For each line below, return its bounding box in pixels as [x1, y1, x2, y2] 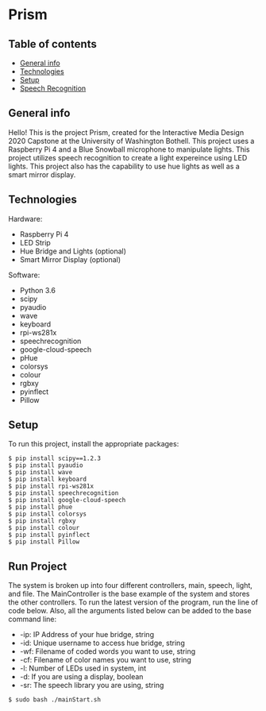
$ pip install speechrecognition [8, 489, 119, 497]
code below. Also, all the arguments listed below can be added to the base [8, 606, 252, 616]
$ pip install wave [8, 469, 73, 477]
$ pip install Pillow [8, 538, 80, 546]
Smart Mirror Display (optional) [19, 254, 121, 264]
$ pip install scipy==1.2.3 [8, 454, 102, 462]
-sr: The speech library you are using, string [19, 681, 164, 690]
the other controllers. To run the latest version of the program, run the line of [8, 597, 258, 607]
